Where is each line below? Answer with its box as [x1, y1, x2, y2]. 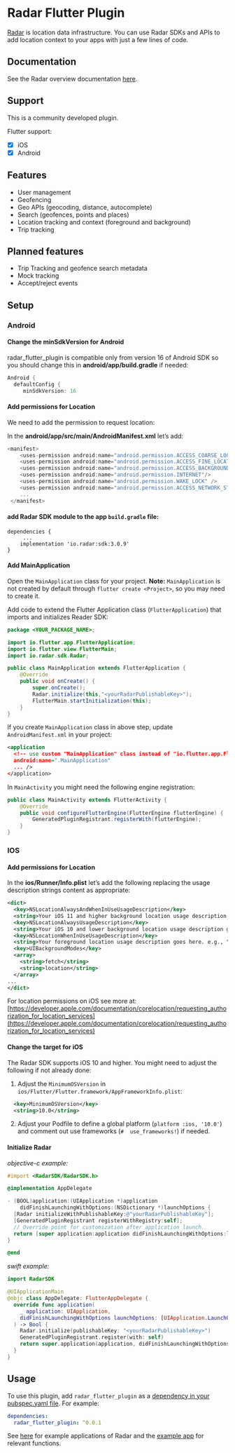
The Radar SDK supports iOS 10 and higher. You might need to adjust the [7, 1058, 217, 1067]
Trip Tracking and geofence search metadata [17, 264, 148, 273]
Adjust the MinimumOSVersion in [17, 1079, 106, 1088]
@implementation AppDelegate [7, 1185, 92, 1192]
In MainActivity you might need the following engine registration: [7, 783, 195, 791]
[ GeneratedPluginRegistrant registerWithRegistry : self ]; [13, 1217, 183, 1224]
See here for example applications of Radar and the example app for [7, 1432, 204, 1440]
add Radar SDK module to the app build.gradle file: [7, 513, 159, 521]
